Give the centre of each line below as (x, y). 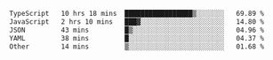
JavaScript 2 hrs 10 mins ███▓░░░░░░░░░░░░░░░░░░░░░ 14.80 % (137, 22)
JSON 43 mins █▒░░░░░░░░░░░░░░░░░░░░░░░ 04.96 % (137, 30)
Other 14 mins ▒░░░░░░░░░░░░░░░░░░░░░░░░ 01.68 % (137, 46)
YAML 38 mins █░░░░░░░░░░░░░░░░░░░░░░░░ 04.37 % (137, 38)
